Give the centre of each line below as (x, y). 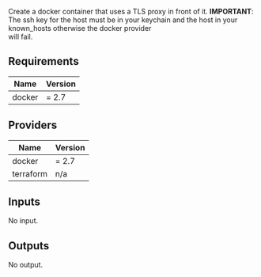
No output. (26, 265)
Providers (33, 125)
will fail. (21, 36)
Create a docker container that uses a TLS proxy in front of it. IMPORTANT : (131, 11)
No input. (23, 221)
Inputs (25, 202)
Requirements (43, 61)
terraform (30, 173)
